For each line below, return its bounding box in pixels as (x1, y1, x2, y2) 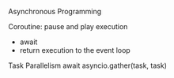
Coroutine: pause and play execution (8, 22, 128, 31)
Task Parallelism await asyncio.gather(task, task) (8, 61, 168, 70)
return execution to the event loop (19, 46, 130, 54)
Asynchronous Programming (8, 7, 102, 16)
